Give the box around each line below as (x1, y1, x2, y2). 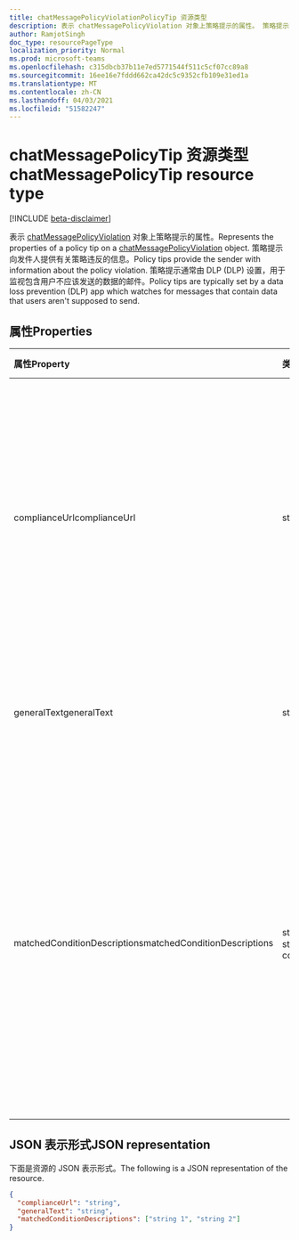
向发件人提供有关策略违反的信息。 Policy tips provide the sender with (9, 254, 261, 265)
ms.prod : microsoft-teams (9, 54, 105, 63)
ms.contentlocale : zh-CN (9, 87, 101, 96)
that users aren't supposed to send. (9, 296, 141, 306)
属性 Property (13, 358, 70, 370)
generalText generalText (13, 706, 114, 718)
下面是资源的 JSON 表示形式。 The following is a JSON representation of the (9, 1162, 288, 1173)
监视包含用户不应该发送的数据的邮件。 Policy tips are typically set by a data (9, 276, 284, 287)
